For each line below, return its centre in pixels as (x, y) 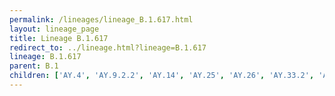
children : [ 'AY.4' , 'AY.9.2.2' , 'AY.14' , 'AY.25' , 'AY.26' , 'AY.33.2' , (162, 76)
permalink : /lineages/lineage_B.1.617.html (101, 19)
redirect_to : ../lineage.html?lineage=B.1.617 (108, 47)
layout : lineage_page (54, 29)
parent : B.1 (34, 66)
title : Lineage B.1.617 (59, 38)
